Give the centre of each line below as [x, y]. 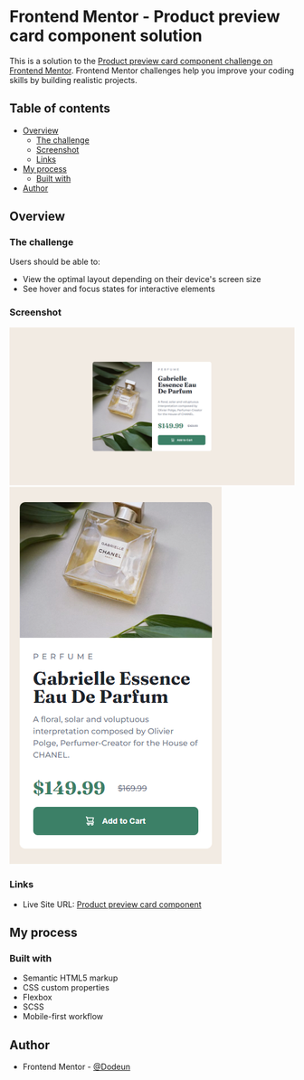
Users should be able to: [55, 262]
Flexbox [37, 998]
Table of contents [60, 109]
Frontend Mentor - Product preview [145, 17]
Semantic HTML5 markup [70, 978]
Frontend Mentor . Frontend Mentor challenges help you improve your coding [152, 71]
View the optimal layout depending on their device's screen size [142, 279]
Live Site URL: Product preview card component [112, 904]
